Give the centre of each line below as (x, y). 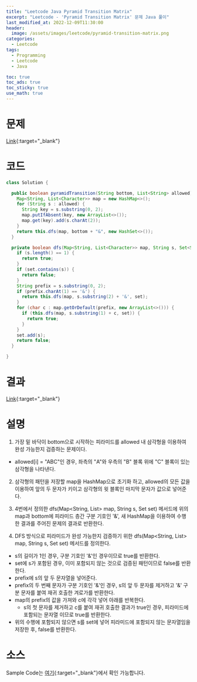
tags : (13, 50)
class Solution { (27, 182)
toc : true (18, 77)
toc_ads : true (23, 82)
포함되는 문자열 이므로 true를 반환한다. (67, 614)
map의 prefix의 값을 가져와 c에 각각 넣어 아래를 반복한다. (80, 600)
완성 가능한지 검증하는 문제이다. (50, 449)
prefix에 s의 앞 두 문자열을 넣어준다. (56, 578)
